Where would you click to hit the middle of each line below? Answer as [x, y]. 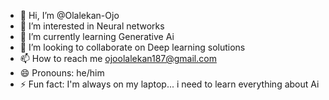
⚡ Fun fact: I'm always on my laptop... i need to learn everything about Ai [169, 84]
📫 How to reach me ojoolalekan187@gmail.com [118, 58]
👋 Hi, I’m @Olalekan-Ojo [69, 15]
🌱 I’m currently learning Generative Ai [97, 36]
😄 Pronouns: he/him [62, 73]
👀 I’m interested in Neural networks [92, 26]
